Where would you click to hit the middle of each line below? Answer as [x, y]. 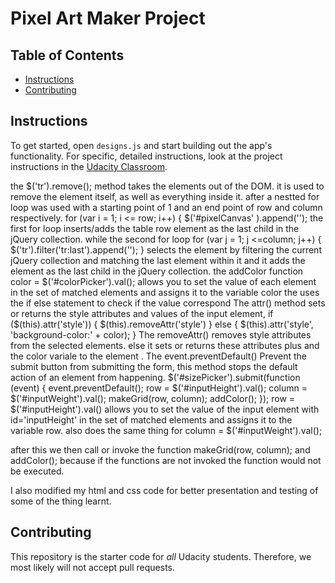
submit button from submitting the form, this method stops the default [154, 366]
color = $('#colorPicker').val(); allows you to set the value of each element [163, 281]
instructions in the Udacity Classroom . [89, 166]
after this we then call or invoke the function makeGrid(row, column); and [160, 449]
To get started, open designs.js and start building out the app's [141, 145]
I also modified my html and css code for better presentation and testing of [164, 490]
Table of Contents [67, 55]
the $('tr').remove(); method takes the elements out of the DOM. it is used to [167, 186]
